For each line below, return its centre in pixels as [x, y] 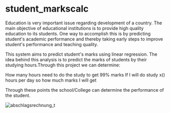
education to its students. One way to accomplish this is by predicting [78, 33]
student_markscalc [47, 9]
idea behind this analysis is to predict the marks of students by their [76, 59]
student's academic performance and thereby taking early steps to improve [84, 39]
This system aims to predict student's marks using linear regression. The [81, 54]
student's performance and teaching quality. [52, 44]
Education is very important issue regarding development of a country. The [84, 23]
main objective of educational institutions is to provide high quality [74, 28]
